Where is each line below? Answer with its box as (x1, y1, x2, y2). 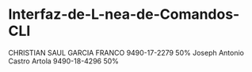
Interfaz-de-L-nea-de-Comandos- (8, 5, 240, 23)
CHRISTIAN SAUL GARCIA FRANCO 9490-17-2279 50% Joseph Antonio (8, 48, 244, 57)
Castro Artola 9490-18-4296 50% (8, 56, 119, 66)
